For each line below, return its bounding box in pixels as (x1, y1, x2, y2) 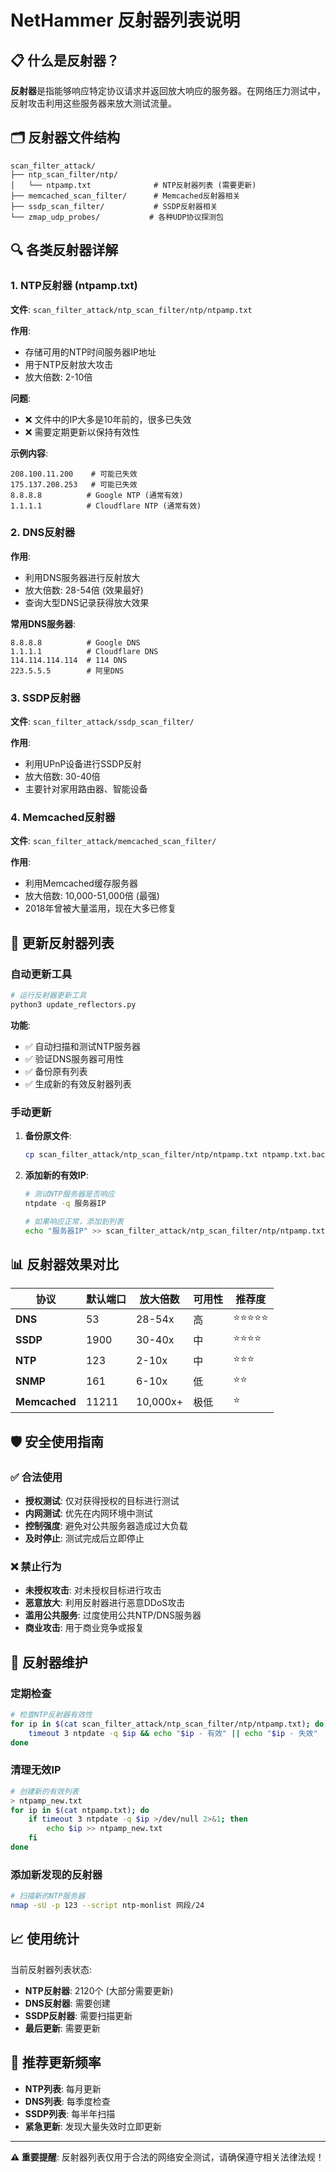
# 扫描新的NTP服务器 (10, 1891, 86, 1901)
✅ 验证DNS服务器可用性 (24, 1052, 125, 1065)
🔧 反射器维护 (10, 1654, 88, 1671)
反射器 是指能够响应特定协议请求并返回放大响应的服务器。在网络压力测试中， (10, 85, 326, 96)
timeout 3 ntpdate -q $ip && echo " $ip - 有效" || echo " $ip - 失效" (28, 1728, 318, 1738)
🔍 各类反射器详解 (10, 242, 119, 259)
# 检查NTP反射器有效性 (10, 1709, 93, 1720)
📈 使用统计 (10, 1931, 80, 1948)
